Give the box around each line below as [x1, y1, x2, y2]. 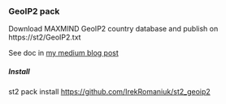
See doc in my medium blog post [8, 48, 120, 58]
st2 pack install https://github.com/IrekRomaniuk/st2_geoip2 [8, 87, 211, 97]
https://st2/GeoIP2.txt [8, 32, 81, 42]
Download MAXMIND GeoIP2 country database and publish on [8, 24, 219, 34]
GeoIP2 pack [8, 6, 60, 17]
